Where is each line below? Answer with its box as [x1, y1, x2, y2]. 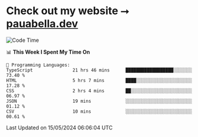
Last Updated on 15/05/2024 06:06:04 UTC [6, 124, 113, 131]
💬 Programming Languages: [6, 62, 70, 68]
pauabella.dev [6, 17, 78, 31]
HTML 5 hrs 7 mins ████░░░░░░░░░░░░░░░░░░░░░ [6, 77, 193, 83]
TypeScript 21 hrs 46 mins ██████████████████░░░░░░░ [6, 67, 193, 73]
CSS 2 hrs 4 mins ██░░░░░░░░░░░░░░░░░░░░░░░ [6, 87, 193, 94]
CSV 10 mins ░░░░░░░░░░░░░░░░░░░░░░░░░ [6, 108, 193, 115]
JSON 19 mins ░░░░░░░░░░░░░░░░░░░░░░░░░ [6, 98, 193, 104]
